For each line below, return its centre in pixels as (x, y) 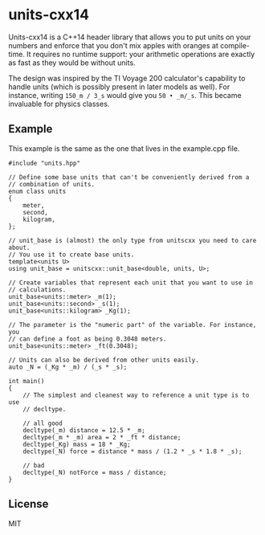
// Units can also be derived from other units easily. (104, 360)
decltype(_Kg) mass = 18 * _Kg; (77, 444)
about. (19, 247)
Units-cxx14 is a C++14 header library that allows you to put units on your (130, 37)
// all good (43, 423)
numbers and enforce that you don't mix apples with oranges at (113, 45)
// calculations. (37, 290)
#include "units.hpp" (45, 163)
